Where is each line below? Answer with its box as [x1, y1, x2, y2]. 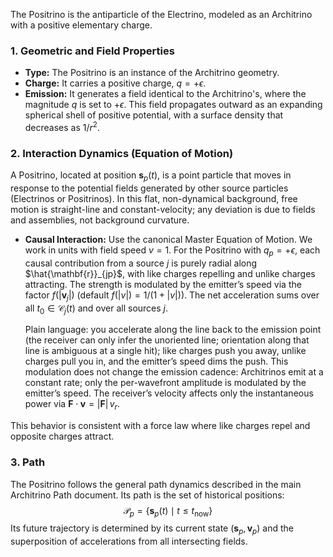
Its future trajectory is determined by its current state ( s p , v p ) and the [10, 522, 294, 537]
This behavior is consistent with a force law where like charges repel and [10, 420, 311, 432]
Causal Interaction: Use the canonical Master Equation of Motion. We [24, 234, 313, 246]
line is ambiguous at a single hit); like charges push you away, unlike [24, 345, 307, 357]
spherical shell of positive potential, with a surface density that [24, 109, 284, 121]
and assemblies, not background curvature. [10, 214, 190, 226]
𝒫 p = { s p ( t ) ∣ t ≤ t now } [123, 504, 213, 519]
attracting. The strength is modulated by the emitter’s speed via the [24, 278, 302, 290]
